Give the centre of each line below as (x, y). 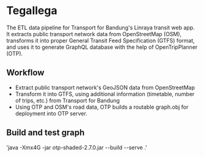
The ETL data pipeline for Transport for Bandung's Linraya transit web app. (101, 27)
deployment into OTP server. (51, 113)
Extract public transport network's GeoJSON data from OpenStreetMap (105, 87)
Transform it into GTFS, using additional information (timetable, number (105, 94)
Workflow (25, 73)
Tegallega (32, 11)
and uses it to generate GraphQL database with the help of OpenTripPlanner (102, 47)
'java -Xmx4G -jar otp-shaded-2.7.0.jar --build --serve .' (77, 147)
